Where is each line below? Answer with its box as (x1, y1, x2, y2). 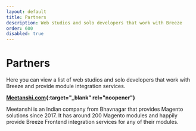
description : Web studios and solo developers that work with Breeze (6, 20, 183, 26)
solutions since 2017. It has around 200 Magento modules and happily (6, 112, 178, 119)
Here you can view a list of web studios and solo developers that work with (6, 76, 191, 83)
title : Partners (6, 14, 46, 20)
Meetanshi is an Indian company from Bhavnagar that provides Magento (6, 105, 183, 113)
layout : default (6, 8, 46, 15)
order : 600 (6, 25, 33, 32)
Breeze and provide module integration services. (6, 83, 126, 90)
